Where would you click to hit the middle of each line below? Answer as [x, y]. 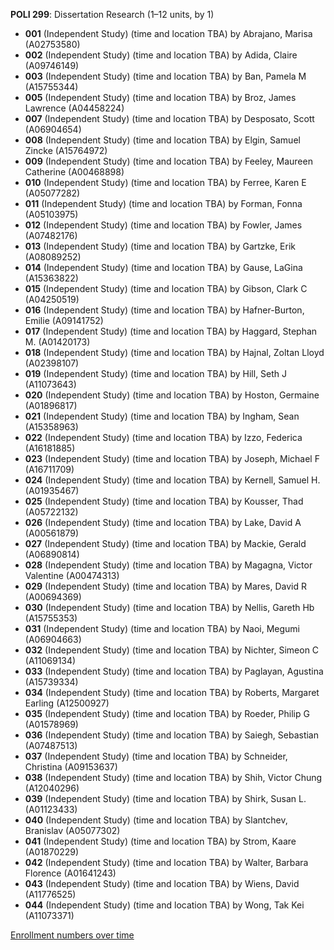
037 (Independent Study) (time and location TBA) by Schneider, [156, 756]
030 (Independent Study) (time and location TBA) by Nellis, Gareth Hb [169, 607]
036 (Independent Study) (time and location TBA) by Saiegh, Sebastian [171, 735]
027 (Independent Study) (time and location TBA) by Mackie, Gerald [165, 543]
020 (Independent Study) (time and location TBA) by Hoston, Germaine [172, 395]
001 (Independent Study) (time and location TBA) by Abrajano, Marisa [168, 33]
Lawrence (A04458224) [74, 108]
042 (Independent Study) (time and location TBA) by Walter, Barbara [166, 862]
